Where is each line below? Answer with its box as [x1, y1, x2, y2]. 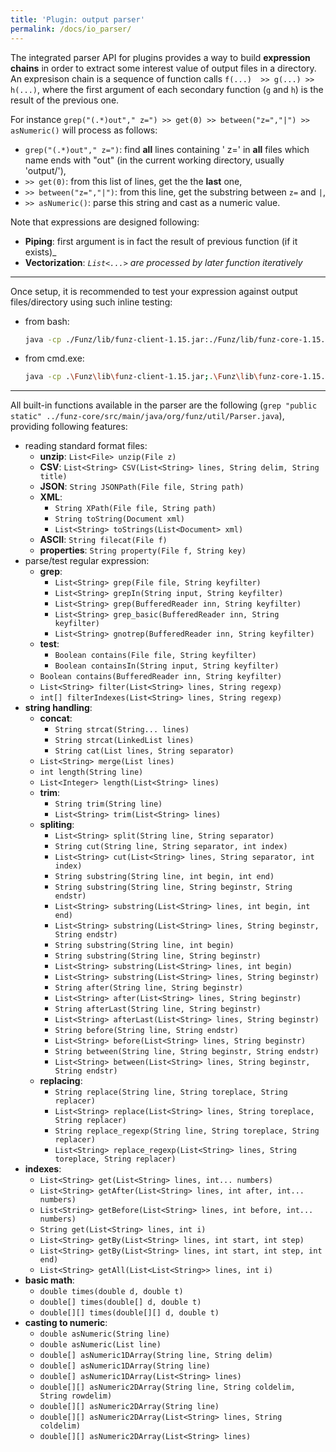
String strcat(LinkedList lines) [54, 736, 195, 746]
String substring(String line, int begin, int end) [54, 872, 275, 882]
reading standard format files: [24, 440, 148, 452]
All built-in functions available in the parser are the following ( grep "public [10, 399, 318, 411]
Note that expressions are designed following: [10, 216, 200, 228]
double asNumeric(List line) [39, 1340, 162, 1350]
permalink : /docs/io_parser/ [10, 24, 132, 34]
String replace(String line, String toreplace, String [54, 1087, 288, 1098]
